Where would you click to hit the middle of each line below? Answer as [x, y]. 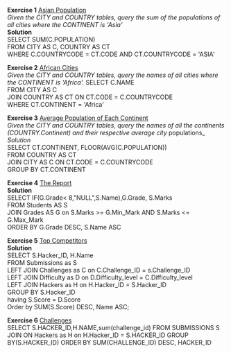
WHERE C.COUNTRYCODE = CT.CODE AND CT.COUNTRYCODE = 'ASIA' [111, 54]
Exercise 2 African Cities [43, 68]
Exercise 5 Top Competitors [48, 241]
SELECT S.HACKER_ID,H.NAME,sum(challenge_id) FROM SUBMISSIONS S [113, 328]
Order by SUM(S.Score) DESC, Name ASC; [68, 307]
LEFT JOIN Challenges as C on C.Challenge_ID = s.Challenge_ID [99, 270]
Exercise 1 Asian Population [47, 10]
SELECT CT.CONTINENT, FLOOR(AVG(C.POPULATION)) [87, 147]
